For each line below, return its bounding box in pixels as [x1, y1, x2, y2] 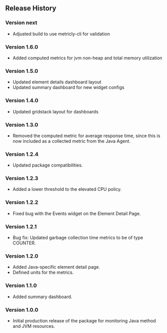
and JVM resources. [12, 323, 55, 329]
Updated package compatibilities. [12, 162, 83, 169]
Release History [5, 4, 57, 13]
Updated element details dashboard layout [12, 79, 102, 85]
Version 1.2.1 [5, 223, 37, 230]
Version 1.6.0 [5, 43, 38, 50]
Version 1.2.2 [5, 199, 38, 206]
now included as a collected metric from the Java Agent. [12, 138, 131, 144]
